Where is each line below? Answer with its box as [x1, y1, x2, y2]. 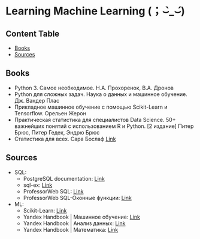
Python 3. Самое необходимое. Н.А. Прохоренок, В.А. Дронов [14, 84, 174, 91]
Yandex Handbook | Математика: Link [23, 226, 119, 233]
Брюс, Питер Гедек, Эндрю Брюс [14, 129, 100, 136]
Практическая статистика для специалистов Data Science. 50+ [14, 116, 176, 123]
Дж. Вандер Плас [14, 97, 60, 104]
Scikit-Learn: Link [23, 207, 67, 214]
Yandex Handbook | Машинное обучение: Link [23, 213, 140, 220]
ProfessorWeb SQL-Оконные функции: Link [23, 194, 132, 201]
